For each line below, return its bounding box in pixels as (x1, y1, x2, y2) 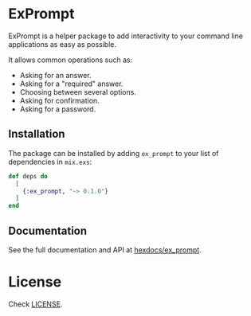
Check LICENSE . (8, 299, 63, 309)
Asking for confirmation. (19, 96, 100, 105)
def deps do (8, 172, 48, 180)
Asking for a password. (19, 104, 96, 114)
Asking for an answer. (19, 70, 92, 80)
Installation (8, 127, 65, 141)
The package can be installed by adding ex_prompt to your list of (8, 148, 219, 158)
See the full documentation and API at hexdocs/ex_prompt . (8, 244, 202, 255)
